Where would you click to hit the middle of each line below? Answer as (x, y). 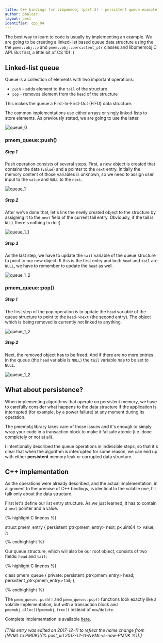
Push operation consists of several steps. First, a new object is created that (80, 164)
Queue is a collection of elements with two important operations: (70, 80)
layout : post (18, 18)
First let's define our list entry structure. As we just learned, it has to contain (81, 503)
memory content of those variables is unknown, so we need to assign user (80, 174)
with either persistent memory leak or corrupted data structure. (69, 456)
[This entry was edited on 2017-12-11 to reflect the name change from (75, 630)
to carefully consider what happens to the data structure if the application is (81, 407)
